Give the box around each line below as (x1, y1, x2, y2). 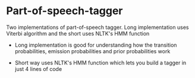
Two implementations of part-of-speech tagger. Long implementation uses (6, 24, 189, 31)
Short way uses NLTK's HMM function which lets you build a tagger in (14, 59, 187, 66)
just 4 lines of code (14, 65, 62, 72)
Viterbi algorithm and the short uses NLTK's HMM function (6, 30, 150, 37)
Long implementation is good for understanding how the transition (14, 41, 177, 48)
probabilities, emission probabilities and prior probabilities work (14, 47, 171, 54)
